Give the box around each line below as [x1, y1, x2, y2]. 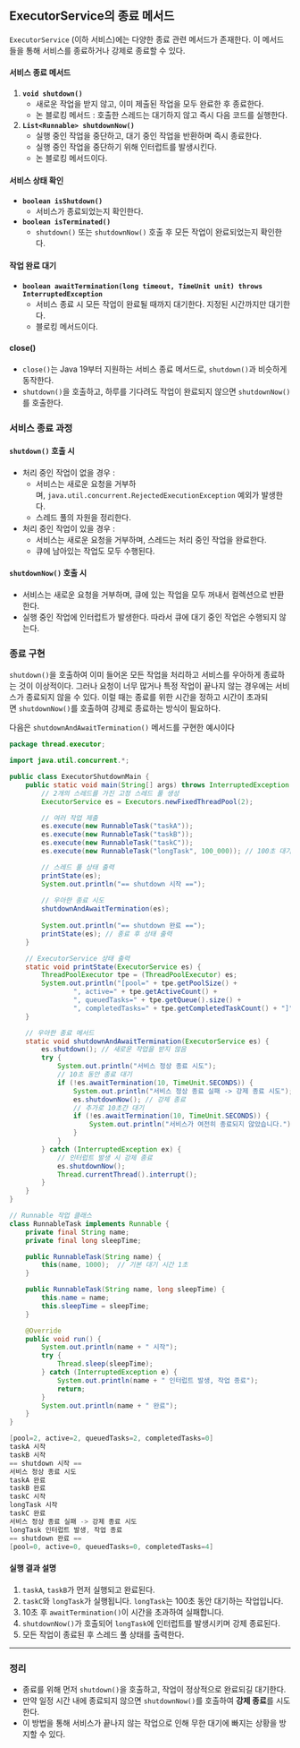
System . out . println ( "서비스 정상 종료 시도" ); [56, 1062, 217, 1071]
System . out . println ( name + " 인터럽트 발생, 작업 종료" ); [56, 1375, 259, 1385]
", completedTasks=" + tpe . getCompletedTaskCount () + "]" [72, 1004, 294, 1013]
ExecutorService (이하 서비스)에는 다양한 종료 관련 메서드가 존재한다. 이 [9, 34, 261, 45]
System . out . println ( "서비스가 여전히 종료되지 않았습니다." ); [88, 1120, 296, 1129]
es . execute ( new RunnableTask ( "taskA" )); [41, 822, 194, 831]
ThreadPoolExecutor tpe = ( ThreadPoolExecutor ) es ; [41, 971, 238, 980]
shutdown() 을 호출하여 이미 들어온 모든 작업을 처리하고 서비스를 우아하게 [9, 670, 262, 681]
